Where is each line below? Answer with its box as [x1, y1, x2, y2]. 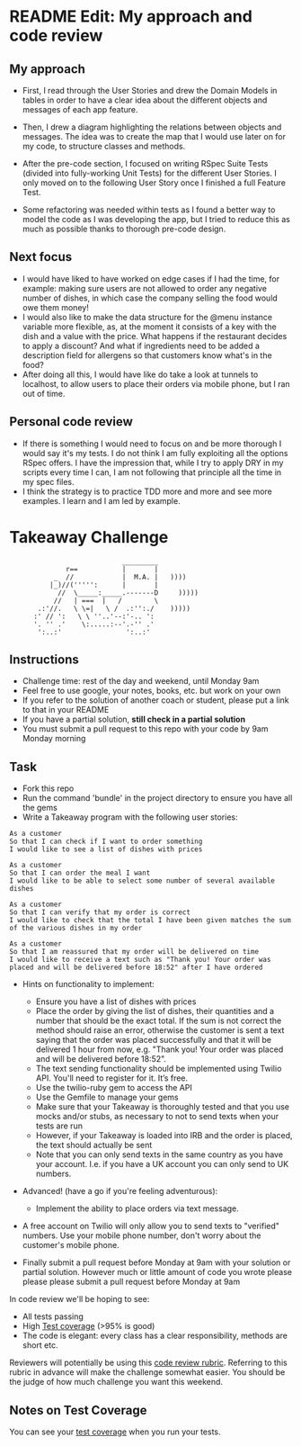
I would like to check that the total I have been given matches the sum [9, 916, 292, 925]
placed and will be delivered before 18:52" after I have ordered [9, 963, 263, 973]
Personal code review [9, 414, 133, 429]
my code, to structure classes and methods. [22, 141, 186, 151]
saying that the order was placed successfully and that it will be [35, 1035, 272, 1046]
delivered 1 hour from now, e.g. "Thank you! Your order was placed [35, 1044, 284, 1055]
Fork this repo [22, 783, 75, 794]
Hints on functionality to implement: [22, 979, 155, 990]
